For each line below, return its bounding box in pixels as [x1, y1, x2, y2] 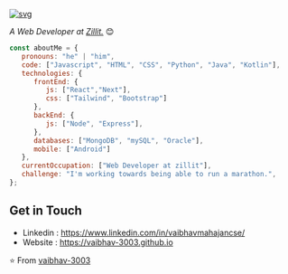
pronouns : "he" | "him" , [21, 52, 116, 61]
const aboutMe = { [9, 43, 79, 52]
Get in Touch [9, 203, 83, 219]
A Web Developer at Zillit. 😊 [9, 26, 115, 36]
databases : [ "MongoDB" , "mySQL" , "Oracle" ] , [33, 136, 204, 145]
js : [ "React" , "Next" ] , [45, 86, 131, 95]
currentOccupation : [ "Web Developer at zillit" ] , [21, 161, 212, 171]
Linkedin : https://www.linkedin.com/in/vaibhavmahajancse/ [22, 227, 246, 238]
